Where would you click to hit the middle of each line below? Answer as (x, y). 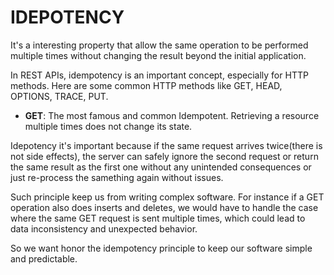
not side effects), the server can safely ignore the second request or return (164, 156)
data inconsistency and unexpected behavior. (104, 228)
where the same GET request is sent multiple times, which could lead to (158, 218)
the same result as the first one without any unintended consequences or (161, 167)
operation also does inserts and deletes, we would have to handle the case (164, 207)
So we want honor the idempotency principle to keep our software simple (161, 248)
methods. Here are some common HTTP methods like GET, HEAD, (146, 85)
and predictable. (44, 258)
